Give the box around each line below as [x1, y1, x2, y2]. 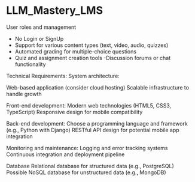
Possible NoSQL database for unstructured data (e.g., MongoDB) [6, 169, 166, 176]
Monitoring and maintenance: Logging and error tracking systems [6, 144, 168, 151]
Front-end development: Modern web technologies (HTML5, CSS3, [6, 102, 172, 109]
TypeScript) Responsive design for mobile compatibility [6, 108, 143, 115]
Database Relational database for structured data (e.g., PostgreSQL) [6, 162, 175, 169]
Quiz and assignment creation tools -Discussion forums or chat [14, 54, 171, 61]
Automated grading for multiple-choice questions [14, 47, 136, 55]
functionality [14, 61, 46, 68]
